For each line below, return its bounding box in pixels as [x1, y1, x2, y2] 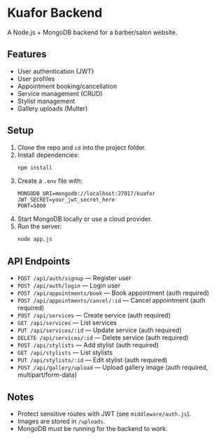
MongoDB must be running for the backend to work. [17, 424, 168, 432]
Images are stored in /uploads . [17, 417, 106, 425]
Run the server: [17, 222, 62, 231]
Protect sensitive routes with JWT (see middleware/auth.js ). [17, 409, 192, 418]
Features [7, 48, 47, 60]
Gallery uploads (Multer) [17, 104, 88, 113]
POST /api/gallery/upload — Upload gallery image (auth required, [17, 363, 208, 372]
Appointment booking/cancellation [17, 82, 117, 90]
